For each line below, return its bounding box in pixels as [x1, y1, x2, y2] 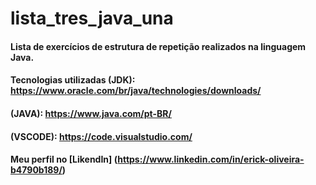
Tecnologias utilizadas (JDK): [10, 74, 136, 86]
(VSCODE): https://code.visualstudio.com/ [10, 130, 193, 142]
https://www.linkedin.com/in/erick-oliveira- [117, 153, 305, 166]
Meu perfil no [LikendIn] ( [10, 153, 118, 166]
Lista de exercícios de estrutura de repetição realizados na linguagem [10, 40, 307, 52]
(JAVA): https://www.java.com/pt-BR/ [10, 107, 172, 119]
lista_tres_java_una [10, 7, 174, 30]
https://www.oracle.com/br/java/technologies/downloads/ [10, 85, 262, 97]
